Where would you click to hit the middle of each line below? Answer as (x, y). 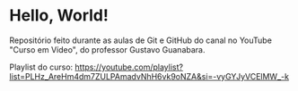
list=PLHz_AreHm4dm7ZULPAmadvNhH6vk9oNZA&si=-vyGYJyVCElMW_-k (149, 76)
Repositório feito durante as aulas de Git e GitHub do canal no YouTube (140, 40)
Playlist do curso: (41, 67)
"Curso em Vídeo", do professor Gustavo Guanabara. (107, 49)
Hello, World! (59, 16)
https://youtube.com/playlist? (129, 67)
